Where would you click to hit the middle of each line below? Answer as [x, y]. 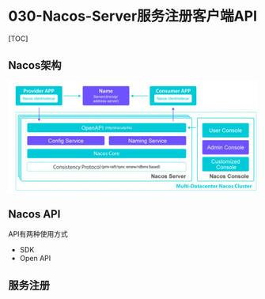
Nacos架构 [35, 65]
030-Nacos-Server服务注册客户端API [133, 16]
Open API [35, 259]
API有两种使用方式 [38, 234]
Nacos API [34, 214]
